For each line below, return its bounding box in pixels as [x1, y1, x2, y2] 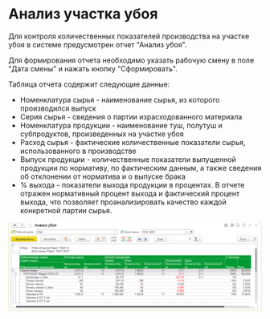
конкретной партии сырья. [19, 205, 112, 215]
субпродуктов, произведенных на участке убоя [19, 129, 184, 139]
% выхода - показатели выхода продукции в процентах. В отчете [19, 180, 245, 189]
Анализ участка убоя [8, 5, 158, 23]
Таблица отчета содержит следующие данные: [8, 79, 170, 89]
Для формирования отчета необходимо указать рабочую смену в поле [8, 55, 255, 65]
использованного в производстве [19, 146, 137, 155]
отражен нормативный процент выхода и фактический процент [19, 188, 239, 198]
